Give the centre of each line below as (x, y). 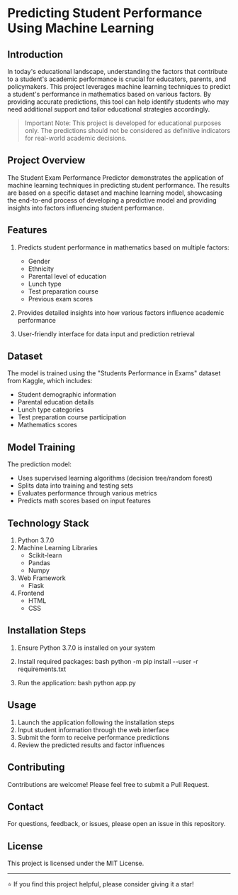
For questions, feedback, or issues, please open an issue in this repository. (117, 824)
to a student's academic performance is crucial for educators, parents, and (117, 79)
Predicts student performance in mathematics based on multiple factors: (123, 247)
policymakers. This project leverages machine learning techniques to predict (119, 86)
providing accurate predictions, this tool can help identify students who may (118, 102)
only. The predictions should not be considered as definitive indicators (127, 130)
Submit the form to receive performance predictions (93, 737)
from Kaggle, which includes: (50, 381)
